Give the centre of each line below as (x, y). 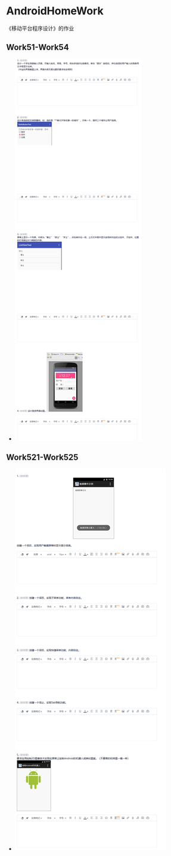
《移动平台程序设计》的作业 (40, 28)
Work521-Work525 (42, 458)
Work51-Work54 (38, 47)
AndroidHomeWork (55, 11)
